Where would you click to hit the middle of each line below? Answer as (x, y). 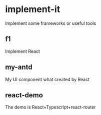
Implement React (22, 51)
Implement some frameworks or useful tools (51, 23)
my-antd (19, 67)
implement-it (33, 9)
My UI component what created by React (47, 79)
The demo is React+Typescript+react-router (50, 107)
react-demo (24, 95)
